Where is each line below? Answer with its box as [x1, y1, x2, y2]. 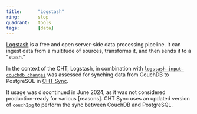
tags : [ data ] [6, 25, 54, 31]
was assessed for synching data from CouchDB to [47, 71, 169, 78]
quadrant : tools [6, 19, 51, 25]
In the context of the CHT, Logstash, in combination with [6, 65, 143, 72]
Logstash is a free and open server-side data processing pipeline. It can [6, 41, 181, 48]
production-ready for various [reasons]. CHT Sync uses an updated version [6, 95, 190, 102]
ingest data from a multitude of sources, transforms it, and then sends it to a [6, 48, 192, 55]
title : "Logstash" [6, 8, 65, 15]
